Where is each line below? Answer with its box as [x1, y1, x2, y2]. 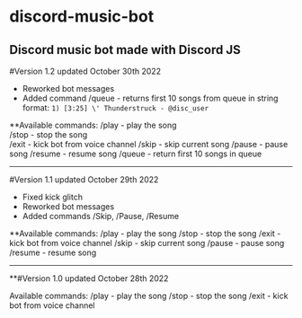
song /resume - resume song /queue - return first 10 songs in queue [9, 148, 262, 159]
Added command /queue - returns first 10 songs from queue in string [22, 93, 279, 103]
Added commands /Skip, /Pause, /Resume [22, 211, 180, 221]
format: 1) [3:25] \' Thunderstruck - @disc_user [22, 102, 209, 113]
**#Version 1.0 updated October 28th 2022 [9, 273, 169, 284]
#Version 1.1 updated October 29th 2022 [9, 174, 159, 185]
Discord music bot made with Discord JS [9, 42, 241, 57]
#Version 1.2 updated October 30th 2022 [9, 66, 162, 76]
